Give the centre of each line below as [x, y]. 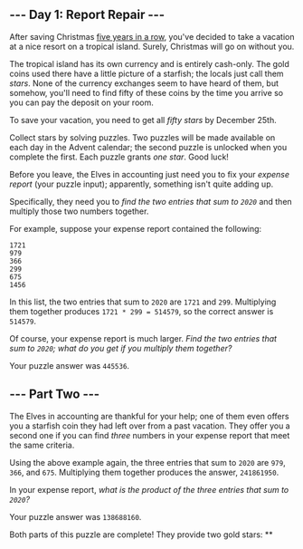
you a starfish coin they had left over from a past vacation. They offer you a [150, 426]
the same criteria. [42, 445]
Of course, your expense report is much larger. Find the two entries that [143, 338]
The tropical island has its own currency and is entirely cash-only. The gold [149, 63]
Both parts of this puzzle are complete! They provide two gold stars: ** [141, 535]
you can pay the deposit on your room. [81, 102]
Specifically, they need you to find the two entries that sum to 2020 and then [151, 201]
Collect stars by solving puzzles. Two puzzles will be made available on [142, 137]
